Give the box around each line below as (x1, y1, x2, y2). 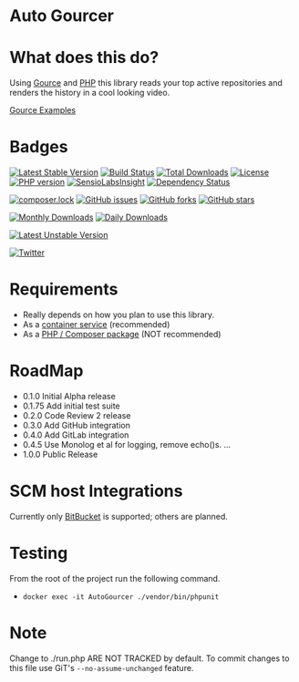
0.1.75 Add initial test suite (22, 400, 120, 411)
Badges (9, 137, 68, 158)
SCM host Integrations (9, 480, 183, 501)
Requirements (9, 279, 119, 300)
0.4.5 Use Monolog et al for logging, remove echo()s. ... (22, 439, 232, 449)
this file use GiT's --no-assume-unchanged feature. (9, 662, 194, 673)
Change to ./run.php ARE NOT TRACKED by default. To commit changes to (9, 653, 290, 664)
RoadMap (9, 361, 84, 381)
